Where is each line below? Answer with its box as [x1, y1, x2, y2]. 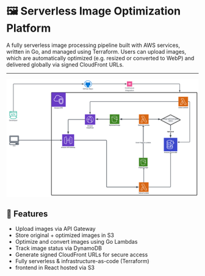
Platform [6, 21, 51, 35]
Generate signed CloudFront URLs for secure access [15, 250, 148, 258]
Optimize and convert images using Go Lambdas [15, 238, 138, 245]
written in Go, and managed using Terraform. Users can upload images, [6, 48, 187, 55]
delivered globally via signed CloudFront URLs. [6, 61, 124, 68]
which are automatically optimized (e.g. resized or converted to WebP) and [6, 54, 195, 62]
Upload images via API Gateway [15, 225, 96, 232]
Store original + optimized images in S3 [15, 232, 115, 239]
